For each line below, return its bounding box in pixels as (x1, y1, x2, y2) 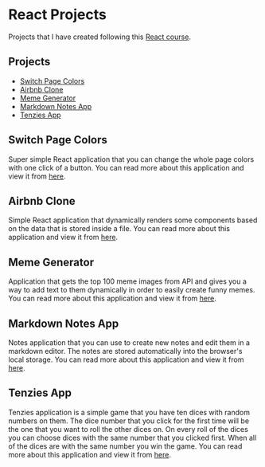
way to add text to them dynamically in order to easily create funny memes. (8, 285, 255, 295)
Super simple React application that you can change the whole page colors (8, 154, 255, 164)
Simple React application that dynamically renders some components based (8, 215, 258, 225)
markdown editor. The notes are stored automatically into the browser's (8, 347, 243, 355)
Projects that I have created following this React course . (8, 32, 191, 41)
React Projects (8, 6, 107, 24)
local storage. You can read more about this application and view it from (8, 355, 244, 364)
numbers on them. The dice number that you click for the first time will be (8, 416, 249, 426)
